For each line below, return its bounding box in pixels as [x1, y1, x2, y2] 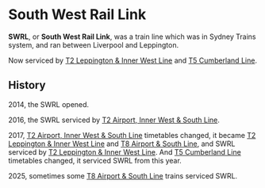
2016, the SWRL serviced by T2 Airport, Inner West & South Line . [8, 115, 221, 125]
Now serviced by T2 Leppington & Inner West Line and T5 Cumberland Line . [8, 56, 258, 65]
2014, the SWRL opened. [8, 99, 90, 109]
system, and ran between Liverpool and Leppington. [8, 40, 179, 49]
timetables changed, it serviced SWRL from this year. [8, 155, 182, 165]
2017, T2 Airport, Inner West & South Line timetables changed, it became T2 [8, 130, 256, 140]
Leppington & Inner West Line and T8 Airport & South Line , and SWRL [8, 139, 236, 148]
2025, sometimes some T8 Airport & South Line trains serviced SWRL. [8, 171, 238, 180]
